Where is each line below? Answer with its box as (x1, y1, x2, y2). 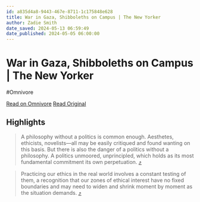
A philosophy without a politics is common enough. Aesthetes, (20, 133, 174, 140)
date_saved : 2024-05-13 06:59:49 (6, 25, 89, 31)
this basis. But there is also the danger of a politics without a (20, 146, 169, 153)
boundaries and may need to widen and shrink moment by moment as (20, 182, 193, 190)
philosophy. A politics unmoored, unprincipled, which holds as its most (20, 152, 194, 159)
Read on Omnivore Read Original (6, 100, 86, 108)
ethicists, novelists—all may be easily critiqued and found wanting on (20, 139, 190, 146)
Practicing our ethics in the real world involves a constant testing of (20, 170, 186, 177)
